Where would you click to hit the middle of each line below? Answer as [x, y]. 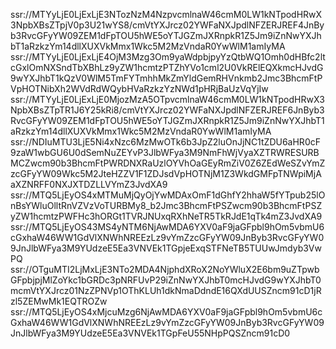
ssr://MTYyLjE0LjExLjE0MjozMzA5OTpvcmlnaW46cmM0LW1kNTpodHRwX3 [167, 99]
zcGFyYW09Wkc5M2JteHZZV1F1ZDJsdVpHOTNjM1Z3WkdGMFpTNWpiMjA [166, 173]
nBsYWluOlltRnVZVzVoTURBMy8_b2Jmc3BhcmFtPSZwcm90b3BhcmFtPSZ [166, 205]
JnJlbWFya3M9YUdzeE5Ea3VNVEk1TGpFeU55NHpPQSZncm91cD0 [150, 333]
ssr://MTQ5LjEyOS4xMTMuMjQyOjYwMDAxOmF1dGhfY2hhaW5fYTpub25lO [168, 195]
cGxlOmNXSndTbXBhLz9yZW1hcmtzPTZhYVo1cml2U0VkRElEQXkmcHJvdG [167, 67]
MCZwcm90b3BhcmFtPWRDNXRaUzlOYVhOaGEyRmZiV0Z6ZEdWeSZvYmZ [168, 163]
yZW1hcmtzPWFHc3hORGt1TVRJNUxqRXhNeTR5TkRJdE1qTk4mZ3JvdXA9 [166, 216]
